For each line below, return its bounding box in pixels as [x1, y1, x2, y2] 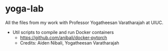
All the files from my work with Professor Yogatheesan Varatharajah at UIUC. [5, 19, 163, 25]
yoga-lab [5, 3, 44, 14]
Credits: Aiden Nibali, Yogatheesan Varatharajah [20, 39, 119, 45]
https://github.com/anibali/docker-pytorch [20, 34, 107, 40]
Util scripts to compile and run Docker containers [12, 29, 114, 35]
